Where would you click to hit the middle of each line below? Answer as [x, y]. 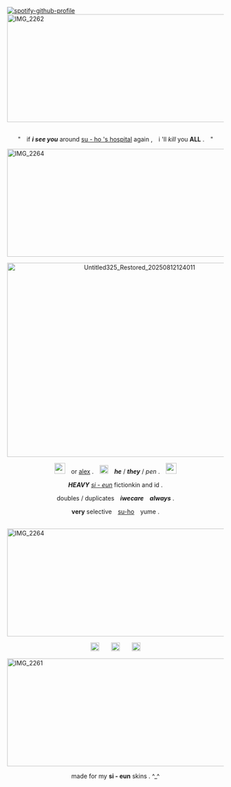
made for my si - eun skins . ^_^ [115, 776]
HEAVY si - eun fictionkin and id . [115, 485]
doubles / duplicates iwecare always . [115, 498]
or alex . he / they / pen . [115, 472]
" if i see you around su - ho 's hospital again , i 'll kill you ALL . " [115, 139]
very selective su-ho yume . [115, 512]
